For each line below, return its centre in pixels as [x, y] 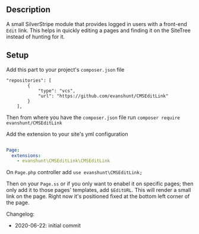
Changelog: [20, 214]
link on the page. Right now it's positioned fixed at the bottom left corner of [98, 196]
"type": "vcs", [57, 91]
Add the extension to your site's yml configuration [67, 134]
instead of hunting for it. [36, 36]
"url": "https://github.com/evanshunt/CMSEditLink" [103, 96]
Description [28, 10]
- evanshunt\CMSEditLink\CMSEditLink [64, 161]
